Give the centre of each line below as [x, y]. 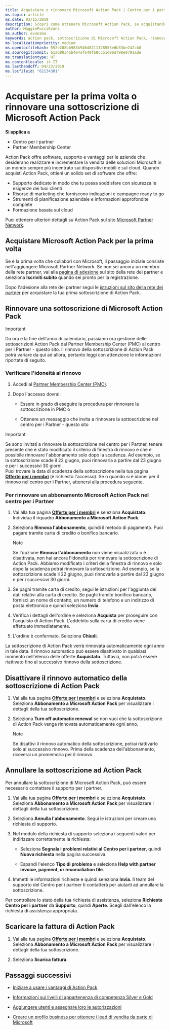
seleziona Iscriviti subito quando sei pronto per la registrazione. [72, 277]
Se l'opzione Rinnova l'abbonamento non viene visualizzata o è [79, 553]
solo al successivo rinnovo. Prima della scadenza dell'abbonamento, [84, 749]
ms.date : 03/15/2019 [27, 19]
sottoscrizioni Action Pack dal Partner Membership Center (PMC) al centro [83, 344]
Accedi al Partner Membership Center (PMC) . [60, 384]
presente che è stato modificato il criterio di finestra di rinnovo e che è [78, 449]
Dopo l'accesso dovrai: [37, 394]
